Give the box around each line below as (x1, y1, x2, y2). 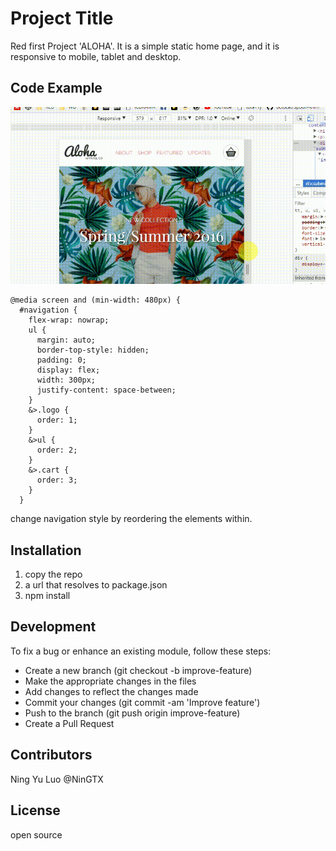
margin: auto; (36, 335, 97, 346)
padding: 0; (36, 355, 87, 366)
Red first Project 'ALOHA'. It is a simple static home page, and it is (10, 40, 280, 52)
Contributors (10, 747, 93, 764)
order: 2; (36, 445, 78, 456)
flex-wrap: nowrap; (28, 315, 110, 326)
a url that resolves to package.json (24, 579, 168, 591)
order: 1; (36, 415, 78, 426)
